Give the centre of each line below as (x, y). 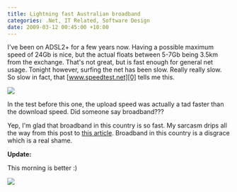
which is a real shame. (40, 141)
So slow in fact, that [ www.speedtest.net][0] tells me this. (91, 77)
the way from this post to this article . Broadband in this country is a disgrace (118, 133)
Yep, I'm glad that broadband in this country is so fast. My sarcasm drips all (117, 125)
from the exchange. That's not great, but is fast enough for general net (110, 62)
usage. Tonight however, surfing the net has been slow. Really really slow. (115, 70)
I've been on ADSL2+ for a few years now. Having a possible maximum (111, 47)
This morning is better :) (42, 168)
